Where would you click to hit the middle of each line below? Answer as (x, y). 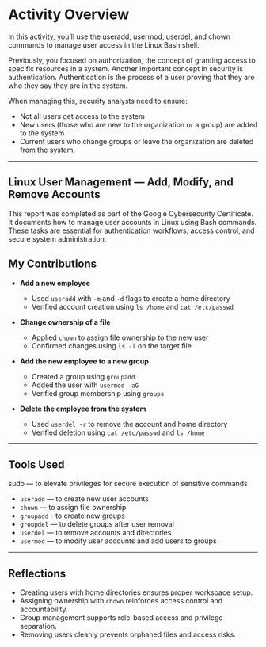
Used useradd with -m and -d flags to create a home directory (131, 298)
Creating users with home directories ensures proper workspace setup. (136, 592)
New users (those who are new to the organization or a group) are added (139, 124)
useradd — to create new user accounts (84, 499)
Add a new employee (55, 283)
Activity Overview (69, 15)
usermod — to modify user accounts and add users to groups (118, 541)
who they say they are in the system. (68, 86)
